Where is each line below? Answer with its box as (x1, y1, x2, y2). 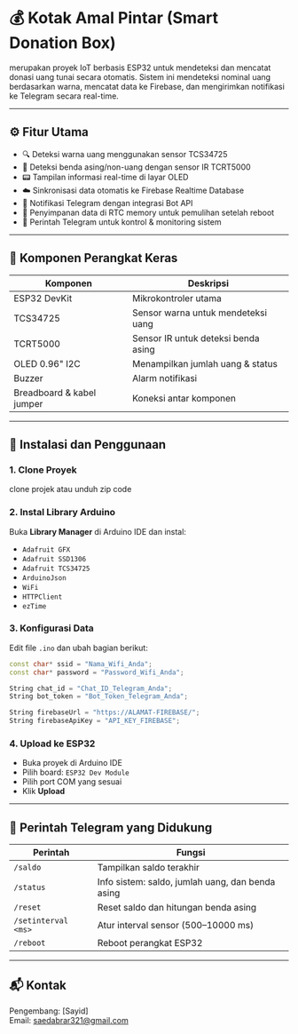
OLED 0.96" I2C (13, 357, 82, 370)
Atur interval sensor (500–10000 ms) (97, 919, 255, 932)
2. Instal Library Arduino (9, 506, 116, 519)
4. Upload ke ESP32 (9, 737, 96, 750)
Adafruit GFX (21, 545, 71, 554)
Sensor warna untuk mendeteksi (131, 306, 268, 319)
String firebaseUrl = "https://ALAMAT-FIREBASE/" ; (9, 708, 200, 717)
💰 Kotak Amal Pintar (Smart (9, 8, 219, 28)
